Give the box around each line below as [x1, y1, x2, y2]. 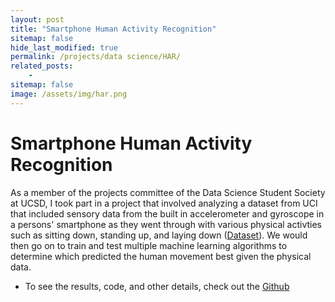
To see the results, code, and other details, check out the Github [24, 280, 290, 292]
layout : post [10, 14, 65, 25]
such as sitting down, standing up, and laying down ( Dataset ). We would [10, 229, 308, 241]
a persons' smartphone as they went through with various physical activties [10, 218, 322, 230]
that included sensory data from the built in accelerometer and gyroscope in [10, 207, 325, 220]
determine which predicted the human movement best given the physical [10, 250, 312, 262]
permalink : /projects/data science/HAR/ [10, 52, 182, 62]
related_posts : [10, 61, 74, 71]
